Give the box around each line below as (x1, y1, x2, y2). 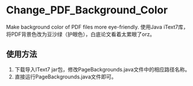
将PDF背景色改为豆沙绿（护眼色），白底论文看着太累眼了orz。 (6, 30, 155, 38)
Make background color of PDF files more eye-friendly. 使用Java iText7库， (6, 23, 189, 30)
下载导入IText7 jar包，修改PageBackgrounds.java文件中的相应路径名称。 (14, 66, 191, 73)
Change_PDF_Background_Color (6, 3, 168, 17)
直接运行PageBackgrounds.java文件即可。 (14, 73, 117, 80)
